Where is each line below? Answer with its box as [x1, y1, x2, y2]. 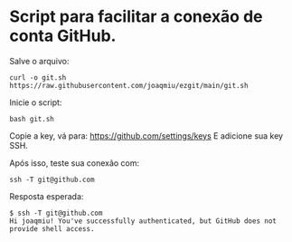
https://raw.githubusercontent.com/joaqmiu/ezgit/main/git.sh [9, 81, 249, 90]
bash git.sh [9, 114, 54, 123]
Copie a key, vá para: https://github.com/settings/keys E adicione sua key [9, 130, 283, 141]
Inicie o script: [9, 97, 62, 108]
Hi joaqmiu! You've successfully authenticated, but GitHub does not [9, 216, 278, 226]
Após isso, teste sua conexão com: [9, 157, 140, 169]
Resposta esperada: [9, 190, 84, 201]
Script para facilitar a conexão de [9, 6, 263, 27]
